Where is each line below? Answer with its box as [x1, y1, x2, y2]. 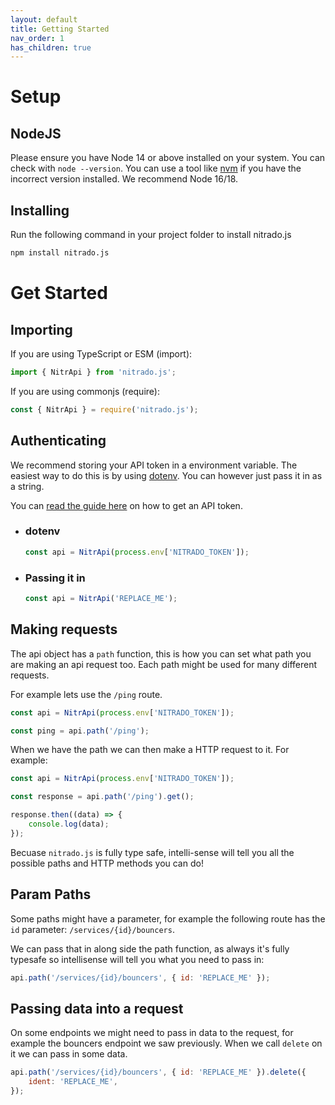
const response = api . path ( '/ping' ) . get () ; [10, 792, 195, 802]
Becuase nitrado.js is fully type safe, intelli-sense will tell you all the [10, 846, 295, 858]
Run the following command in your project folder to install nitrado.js [10, 229, 292, 241]
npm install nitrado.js [10, 248, 110, 258]
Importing [10, 321, 73, 338]
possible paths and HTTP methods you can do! [10, 857, 204, 869]
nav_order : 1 [10, 33, 65, 43]
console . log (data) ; [28, 819, 110, 830]
